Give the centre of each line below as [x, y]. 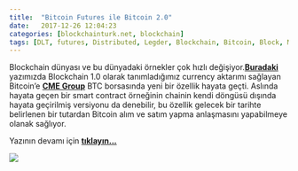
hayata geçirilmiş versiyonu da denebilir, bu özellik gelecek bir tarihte [135, 105]
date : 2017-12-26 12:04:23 [63, 26]
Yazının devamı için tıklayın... [63, 141]
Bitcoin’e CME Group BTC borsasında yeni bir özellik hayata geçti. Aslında [144, 86]
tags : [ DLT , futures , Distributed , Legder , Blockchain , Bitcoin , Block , [146, 42]
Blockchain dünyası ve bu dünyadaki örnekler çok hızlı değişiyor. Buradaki [144, 67]
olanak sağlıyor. [38, 124]
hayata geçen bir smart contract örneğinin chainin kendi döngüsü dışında [143, 96]
